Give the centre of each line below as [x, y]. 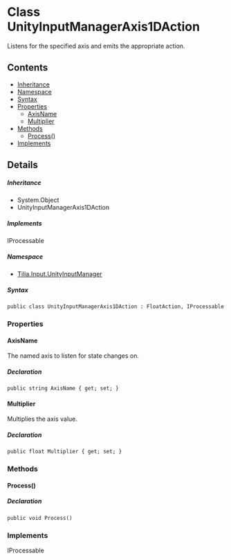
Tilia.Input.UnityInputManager [59, 274]
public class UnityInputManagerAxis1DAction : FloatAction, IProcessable [116, 307]
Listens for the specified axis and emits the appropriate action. [96, 46]
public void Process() [40, 518]
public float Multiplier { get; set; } [65, 452]
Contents [28, 67]
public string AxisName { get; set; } [63, 388]
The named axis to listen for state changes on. [73, 356]
